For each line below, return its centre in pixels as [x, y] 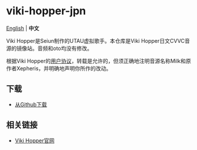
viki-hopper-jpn [46, 11]
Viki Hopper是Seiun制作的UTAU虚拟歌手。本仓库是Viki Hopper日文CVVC [96, 40]
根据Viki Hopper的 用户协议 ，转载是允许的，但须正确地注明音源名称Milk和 [96, 61]
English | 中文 [23, 28]
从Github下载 [31, 104]
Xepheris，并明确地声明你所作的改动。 [64, 68]
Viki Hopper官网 [35, 140]
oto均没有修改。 [73, 48]
